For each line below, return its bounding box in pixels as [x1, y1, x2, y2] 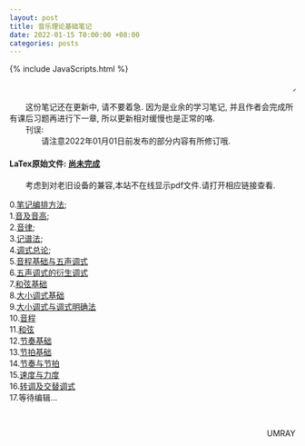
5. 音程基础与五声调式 [9, 256, 88, 267]
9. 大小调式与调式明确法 [9, 302, 97, 312]
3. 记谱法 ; [9, 233, 44, 244]
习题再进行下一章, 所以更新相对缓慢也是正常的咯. [33, 113, 216, 124]
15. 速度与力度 [9, 370, 60, 381]
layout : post [9, 13, 59, 23]
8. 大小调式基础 [9, 290, 65, 301]
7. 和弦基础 [9, 279, 48, 290]
